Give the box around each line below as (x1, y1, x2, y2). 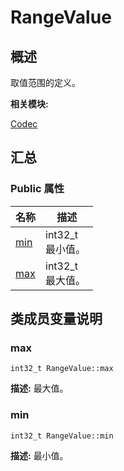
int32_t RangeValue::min (10, 431, 114, 441)
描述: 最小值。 (10, 449, 69, 461)
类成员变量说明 (10, 311, 103, 328)
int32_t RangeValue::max (10, 364, 114, 374)
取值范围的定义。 (10, 77, 81, 88)
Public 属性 (10, 182, 65, 196)
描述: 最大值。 (10, 382, 69, 395)
